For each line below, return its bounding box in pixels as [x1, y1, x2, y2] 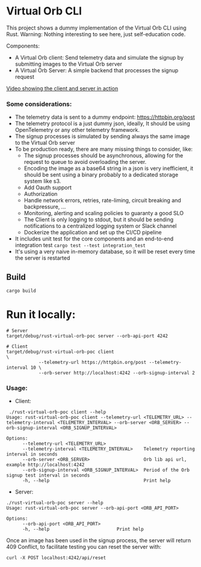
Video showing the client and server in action [6, 84, 119, 92]
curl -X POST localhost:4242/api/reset [6, 555, 107, 561]
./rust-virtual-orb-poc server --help [6, 500, 104, 506]
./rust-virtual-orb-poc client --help [8, 409, 107, 415]
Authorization [23, 190, 58, 198]
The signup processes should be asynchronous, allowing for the [23, 152, 184, 159]
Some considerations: [6, 99, 72, 108]
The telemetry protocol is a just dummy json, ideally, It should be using [14, 120, 191, 127]
